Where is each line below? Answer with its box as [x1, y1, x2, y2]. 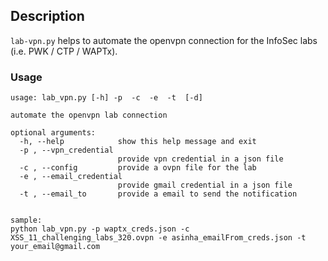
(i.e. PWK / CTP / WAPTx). [10, 45, 118, 57]
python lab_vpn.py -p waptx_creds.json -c [10, 224, 190, 234]
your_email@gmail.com [10, 242, 101, 252]
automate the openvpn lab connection [10, 110, 168, 121]
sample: [10, 215, 43, 226]
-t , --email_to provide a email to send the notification [19, 189, 298, 199]
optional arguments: [10, 128, 97, 138]
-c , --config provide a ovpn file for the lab [19, 163, 257, 173]
